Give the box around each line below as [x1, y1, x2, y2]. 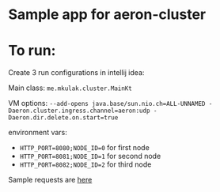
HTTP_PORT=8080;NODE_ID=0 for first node [19, 143, 150, 152]
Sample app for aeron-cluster [8, 6, 207, 24]
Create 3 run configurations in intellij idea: [8, 68, 145, 77]
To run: [8, 42, 56, 60]
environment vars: [8, 128, 67, 137]
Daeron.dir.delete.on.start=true [8, 114, 119, 122]
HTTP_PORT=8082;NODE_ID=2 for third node [19, 160, 152, 169]
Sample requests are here [8, 175, 93, 185]
